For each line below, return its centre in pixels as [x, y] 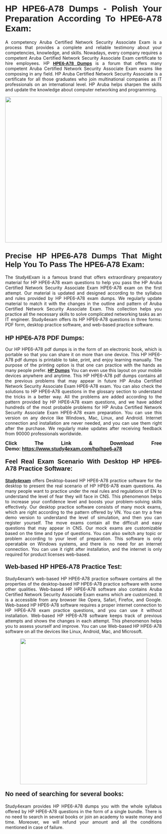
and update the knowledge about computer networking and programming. [81, 89]
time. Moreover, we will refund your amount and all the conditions [83, 822]
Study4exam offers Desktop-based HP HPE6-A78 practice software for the [83, 481]
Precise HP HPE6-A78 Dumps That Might [83, 256]
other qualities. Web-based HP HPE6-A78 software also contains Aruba [83, 589]
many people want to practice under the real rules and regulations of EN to [83, 491]
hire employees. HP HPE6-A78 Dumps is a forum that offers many [83, 63]
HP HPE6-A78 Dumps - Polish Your [83, 9]
